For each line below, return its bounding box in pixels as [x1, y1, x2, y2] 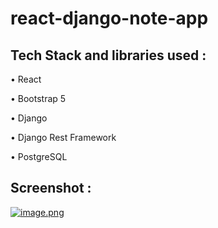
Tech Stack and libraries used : [10, 47, 207, 64]
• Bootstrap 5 [10, 93, 67, 104]
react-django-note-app [10, 7, 209, 30]
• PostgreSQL [10, 151, 68, 162]
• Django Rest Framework [10, 132, 117, 143]
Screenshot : [10, 180, 92, 197]
